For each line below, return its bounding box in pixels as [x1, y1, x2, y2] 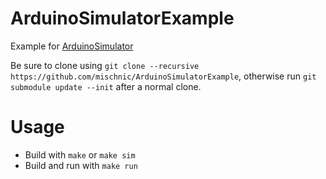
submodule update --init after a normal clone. [10, 80, 202, 92]
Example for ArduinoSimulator [10, 40, 134, 52]
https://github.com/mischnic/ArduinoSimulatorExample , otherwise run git [10, 70, 317, 82]
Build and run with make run [24, 159, 138, 171]
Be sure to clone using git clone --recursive [10, 59, 200, 71]
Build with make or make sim [24, 148, 136, 161]
